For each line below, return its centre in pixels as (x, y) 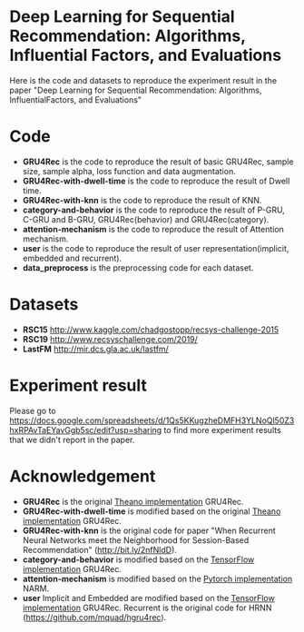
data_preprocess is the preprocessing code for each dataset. (138, 267)
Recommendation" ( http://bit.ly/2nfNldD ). (99, 549)
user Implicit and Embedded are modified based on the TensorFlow (148, 597)
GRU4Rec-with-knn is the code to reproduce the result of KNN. (142, 200)
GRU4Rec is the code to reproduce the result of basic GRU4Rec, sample (158, 162)
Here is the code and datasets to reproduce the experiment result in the (143, 80)
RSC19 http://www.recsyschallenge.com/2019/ (110, 339)
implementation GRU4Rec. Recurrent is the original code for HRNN (147, 607)
